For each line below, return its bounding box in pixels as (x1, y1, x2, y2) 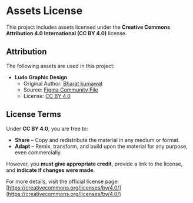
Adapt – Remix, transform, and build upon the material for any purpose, (14, 143, 188, 150)
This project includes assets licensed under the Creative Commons (6, 23, 171, 31)
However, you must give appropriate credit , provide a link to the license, (6, 160, 183, 167)
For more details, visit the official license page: (6, 178, 119, 185)
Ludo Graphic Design (14, 73, 68, 80)
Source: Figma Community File (23, 86, 98, 93)
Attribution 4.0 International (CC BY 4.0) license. (6, 29, 127, 36)
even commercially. (14, 148, 62, 156)
